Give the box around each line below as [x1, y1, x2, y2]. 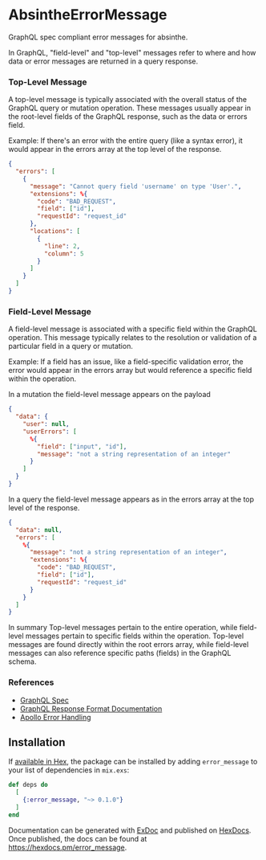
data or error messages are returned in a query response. [8, 56, 199, 66]
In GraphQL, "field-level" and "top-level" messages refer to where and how [8, 47, 256, 57]
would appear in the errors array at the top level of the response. [8, 145, 222, 154]
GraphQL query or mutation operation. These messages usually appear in [8, 103, 251, 113]
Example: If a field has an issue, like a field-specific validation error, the [8, 357, 244, 367]
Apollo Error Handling [19, 712, 91, 722]
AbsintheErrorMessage [8, 6, 167, 24]
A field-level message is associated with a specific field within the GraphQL [8, 324, 258, 334]
